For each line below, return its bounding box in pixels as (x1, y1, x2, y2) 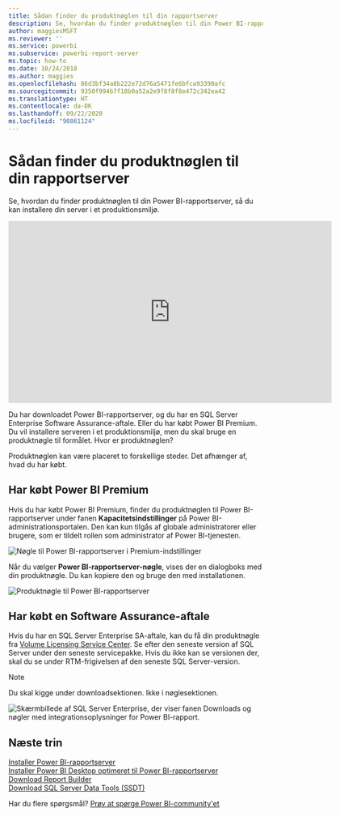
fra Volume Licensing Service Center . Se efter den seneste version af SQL (8, 640, 254, 649)
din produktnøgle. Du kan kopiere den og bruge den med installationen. (8, 570, 246, 580)
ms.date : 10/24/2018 (8, 65, 78, 73)
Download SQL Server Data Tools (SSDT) (8, 783, 145, 793)
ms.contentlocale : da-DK (8, 102, 92, 110)
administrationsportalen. (8, 521, 90, 531)
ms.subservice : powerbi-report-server (8, 49, 139, 57)
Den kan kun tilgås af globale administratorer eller (90, 521, 257, 531)
